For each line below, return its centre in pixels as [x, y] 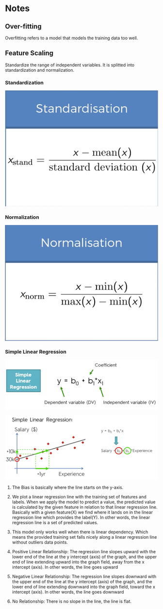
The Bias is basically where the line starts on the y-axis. [68, 487]
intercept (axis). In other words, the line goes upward [65, 567]
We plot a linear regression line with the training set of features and [79, 497]
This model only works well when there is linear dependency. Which [80, 532]
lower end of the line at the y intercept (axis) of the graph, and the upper [84, 557]
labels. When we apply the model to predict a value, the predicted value [84, 502]
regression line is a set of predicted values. [55, 523]
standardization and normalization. [40, 70]
